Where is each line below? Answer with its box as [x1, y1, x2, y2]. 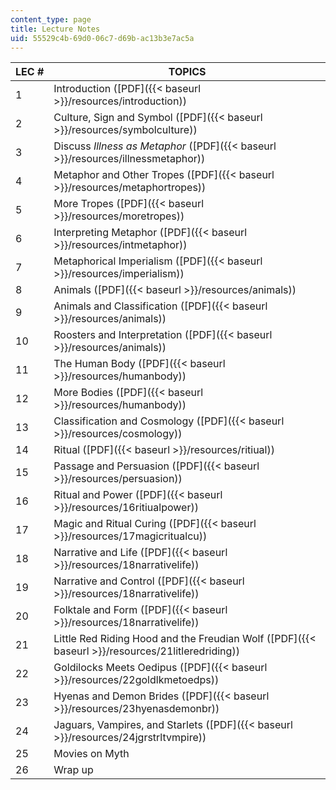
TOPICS [168, 65, 207, 79]
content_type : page [10, 14, 92, 25]
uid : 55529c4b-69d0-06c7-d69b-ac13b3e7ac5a [10, 33, 195, 43]
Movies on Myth [53, 747, 130, 761]
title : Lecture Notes [10, 24, 101, 34]
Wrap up [53, 763, 94, 777]
